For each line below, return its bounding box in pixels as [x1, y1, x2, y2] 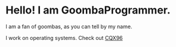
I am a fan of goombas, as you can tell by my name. [5, 23, 132, 30]
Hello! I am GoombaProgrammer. [5, 4, 171, 17]
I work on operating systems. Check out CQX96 [5, 34, 123, 41]
